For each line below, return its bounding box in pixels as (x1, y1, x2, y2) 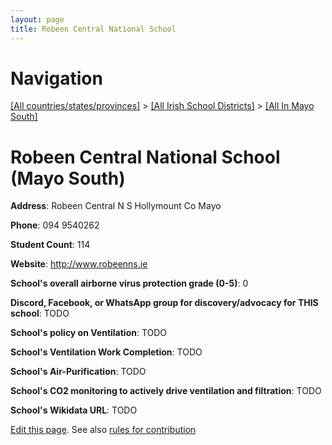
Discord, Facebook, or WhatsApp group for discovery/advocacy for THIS (10, 297, 319, 309)
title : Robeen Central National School (10, 24, 177, 34)
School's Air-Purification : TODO (10, 366, 147, 378)
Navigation (10, 67, 103, 90)
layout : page (10, 14, 65, 25)
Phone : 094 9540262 (10, 219, 100, 231)
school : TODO (10, 307, 70, 320)
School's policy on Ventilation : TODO (10, 327, 168, 339)
